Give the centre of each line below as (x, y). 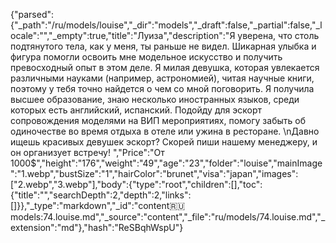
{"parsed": (32, 14)
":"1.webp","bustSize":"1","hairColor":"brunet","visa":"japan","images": (154, 173)
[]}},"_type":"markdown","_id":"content (90, 205)
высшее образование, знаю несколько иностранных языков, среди (155, 99)
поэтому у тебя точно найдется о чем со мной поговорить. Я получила (162, 88)
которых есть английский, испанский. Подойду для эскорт (136, 110)
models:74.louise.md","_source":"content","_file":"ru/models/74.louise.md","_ (168, 217)
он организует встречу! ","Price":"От (87, 152)
